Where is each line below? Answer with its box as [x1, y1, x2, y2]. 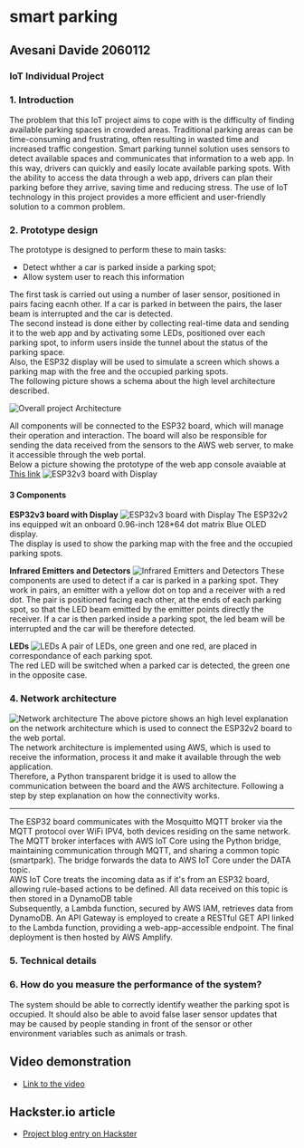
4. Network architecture [9, 692, 118, 705]
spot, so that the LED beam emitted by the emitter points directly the [9, 604, 264, 615]
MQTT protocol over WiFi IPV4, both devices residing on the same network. [9, 825, 291, 836]
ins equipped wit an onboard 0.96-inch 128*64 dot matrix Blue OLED [9, 519, 267, 530]
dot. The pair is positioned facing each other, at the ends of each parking [9, 594, 282, 605]
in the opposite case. [9, 670, 88, 680]
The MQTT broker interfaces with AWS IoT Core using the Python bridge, [9, 835, 282, 846]
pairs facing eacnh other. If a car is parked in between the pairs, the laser [9, 299, 283, 310]
